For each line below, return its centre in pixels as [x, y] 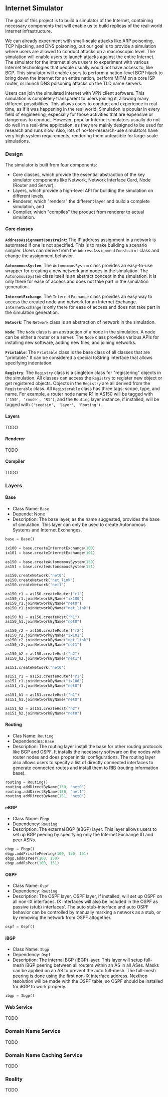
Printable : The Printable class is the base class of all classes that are [78, 352]
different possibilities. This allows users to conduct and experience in [77, 104]
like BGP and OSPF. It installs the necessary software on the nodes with [86, 752]
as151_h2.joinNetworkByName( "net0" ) [43, 713]
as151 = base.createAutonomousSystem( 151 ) [50, 567]
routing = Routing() [27, 782]
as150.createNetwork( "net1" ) [36, 585]
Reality [14, 1079]
